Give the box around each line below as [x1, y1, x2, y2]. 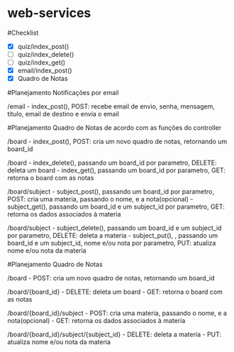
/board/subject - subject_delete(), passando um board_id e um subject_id [7, 224, 222, 232]
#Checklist [7, 28, 39, 37]
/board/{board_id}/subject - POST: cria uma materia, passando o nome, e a [7, 309, 227, 317]
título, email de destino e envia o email [7, 110, 119, 119]
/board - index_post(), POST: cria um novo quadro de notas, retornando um [7, 137, 228, 146]
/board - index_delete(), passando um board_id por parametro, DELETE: [7, 158, 217, 167]
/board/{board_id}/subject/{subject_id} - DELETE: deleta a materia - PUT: [7, 330, 222, 339]
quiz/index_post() [17, 42, 69, 50]
